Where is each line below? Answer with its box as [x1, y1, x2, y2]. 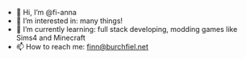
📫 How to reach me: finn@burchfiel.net [15, 42, 149, 51]
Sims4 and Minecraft [15, 33, 86, 42]
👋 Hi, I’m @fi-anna [15, 8, 77, 17]
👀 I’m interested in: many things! [15, 16, 123, 26]
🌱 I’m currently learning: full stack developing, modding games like [15, 25, 238, 33]
